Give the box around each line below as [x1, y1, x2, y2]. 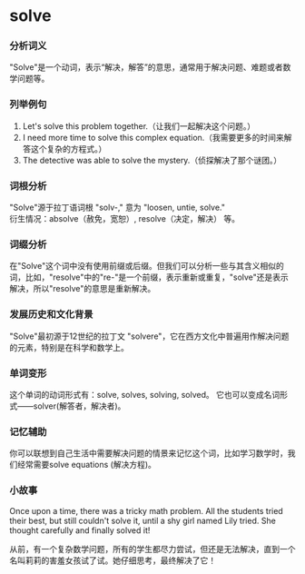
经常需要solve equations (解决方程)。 [16, 460, 156, 470]
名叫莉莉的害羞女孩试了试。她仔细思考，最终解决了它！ [9, 555, 216, 566]
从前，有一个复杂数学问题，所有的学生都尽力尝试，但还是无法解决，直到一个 [9, 543, 296, 554]
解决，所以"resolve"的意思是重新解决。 [9, 283, 156, 294]
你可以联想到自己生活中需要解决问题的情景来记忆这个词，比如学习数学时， [9, 448, 288, 459]
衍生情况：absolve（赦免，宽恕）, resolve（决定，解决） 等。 [9, 213, 241, 224]
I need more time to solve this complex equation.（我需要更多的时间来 [22, 132, 284, 143]
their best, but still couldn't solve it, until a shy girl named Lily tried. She [9, 515, 277, 526]
